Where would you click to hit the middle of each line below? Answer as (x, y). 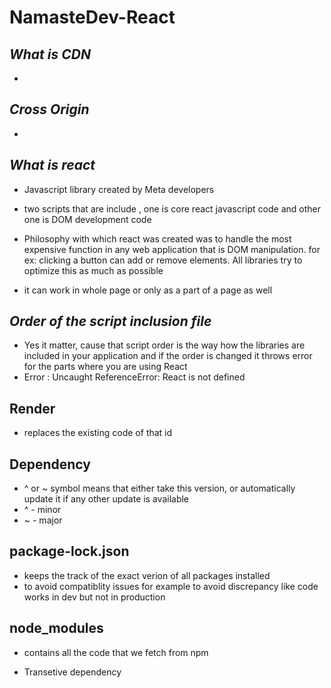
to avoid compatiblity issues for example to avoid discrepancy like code (171, 586)
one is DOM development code (87, 219)
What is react (52, 165)
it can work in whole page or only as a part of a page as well (148, 290)
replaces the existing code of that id (98, 433)
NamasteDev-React (92, 17)
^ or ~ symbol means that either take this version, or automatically (159, 488)
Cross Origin (49, 109)
